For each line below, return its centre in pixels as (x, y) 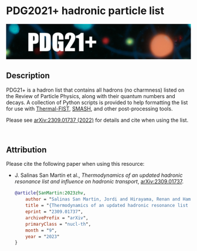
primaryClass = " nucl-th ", (58, 224)
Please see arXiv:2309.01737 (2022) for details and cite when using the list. (97, 120)
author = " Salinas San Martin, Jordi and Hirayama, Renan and (103, 199)
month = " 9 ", (41, 230)
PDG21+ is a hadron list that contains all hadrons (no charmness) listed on (95, 90)
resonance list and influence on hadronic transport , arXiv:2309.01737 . (99, 182)
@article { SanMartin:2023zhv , (50, 193)
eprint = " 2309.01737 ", (54, 212)
